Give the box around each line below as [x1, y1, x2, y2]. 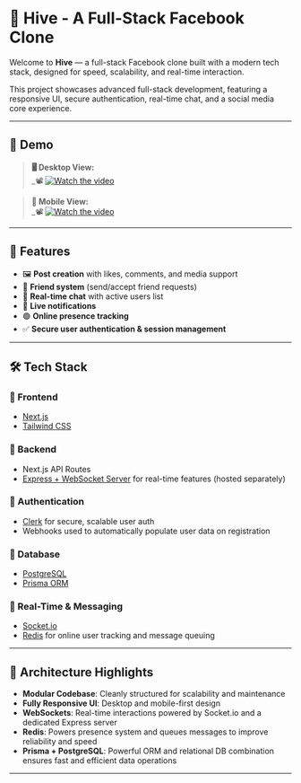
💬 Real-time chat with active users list [21, 291, 164, 302]
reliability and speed [21, 736, 98, 747]
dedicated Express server [21, 717, 118, 728]
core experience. [9, 102, 73, 113]
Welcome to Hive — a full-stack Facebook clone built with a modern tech [9, 57, 279, 67]
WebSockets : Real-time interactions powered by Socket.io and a [21, 708, 262, 718]
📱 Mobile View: [30, 196, 89, 207]
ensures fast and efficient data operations [21, 755, 177, 766]
